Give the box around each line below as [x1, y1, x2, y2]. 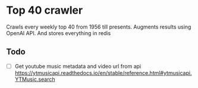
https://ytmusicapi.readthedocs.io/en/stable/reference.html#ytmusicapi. [14, 69, 192, 76]
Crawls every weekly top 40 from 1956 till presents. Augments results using [6, 23, 191, 30]
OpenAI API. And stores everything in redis [6, 29, 111, 36]
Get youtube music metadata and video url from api [14, 62, 142, 70]
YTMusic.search [14, 76, 55, 83]
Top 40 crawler [6, 4, 83, 17]
